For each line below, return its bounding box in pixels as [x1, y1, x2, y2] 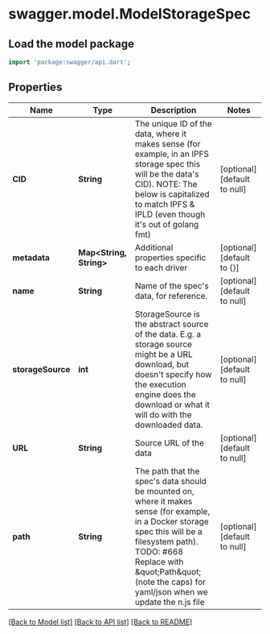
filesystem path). [135, 536, 198, 547]
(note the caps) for [135, 576, 207, 587]
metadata [12, 251, 50, 263]
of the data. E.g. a [135, 328, 202, 339]
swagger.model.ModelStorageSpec [8, 5, 252, 23]
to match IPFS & [135, 198, 195, 209]
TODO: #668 [135, 545, 183, 557]
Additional [135, 242, 174, 253]
